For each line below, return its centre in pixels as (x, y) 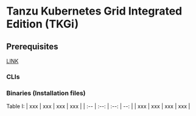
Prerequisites (32, 46)
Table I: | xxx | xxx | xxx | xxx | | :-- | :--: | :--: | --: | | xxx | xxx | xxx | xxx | (98, 106)
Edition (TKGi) (43, 24)
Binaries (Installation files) (46, 93)
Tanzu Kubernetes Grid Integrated (94, 11)
